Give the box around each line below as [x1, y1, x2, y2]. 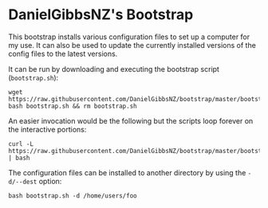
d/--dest [8, 178, 37, 186]
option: [38, 176, 62, 186]
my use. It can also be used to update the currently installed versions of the [8, 40, 257, 49]
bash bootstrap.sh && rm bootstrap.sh [8, 102, 137, 110]
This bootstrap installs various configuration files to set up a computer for [8, 32, 250, 41]
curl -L [8, 139, 34, 148]
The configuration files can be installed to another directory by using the [8, 167, 246, 177]
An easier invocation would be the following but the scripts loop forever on [8, 116, 254, 125]
